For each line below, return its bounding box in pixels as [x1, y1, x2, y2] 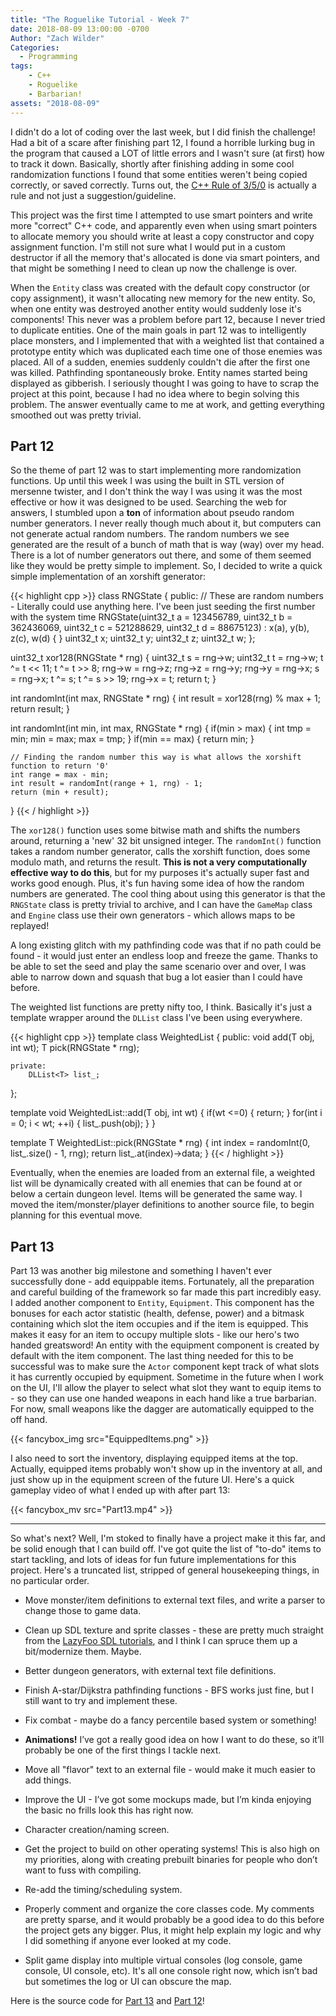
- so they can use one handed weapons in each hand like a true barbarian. [10, 1392, 317, 1405]
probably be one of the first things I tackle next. [24, 1744, 222, 1756]
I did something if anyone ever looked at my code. [24, 1935, 232, 1947]
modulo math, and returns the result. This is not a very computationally [10, 856, 308, 868]
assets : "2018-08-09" [10, 98, 101, 108]
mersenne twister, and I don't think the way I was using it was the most [10, 486, 303, 498]
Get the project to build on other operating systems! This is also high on [24, 1843, 320, 1855]
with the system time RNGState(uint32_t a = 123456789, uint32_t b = [10, 611, 293, 623]
